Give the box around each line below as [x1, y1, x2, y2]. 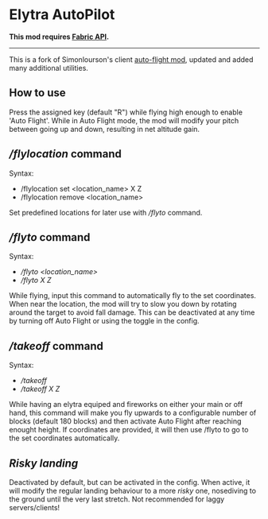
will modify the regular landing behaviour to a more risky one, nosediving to [9, 486, 257, 495]
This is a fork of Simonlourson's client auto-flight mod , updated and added [9, 54, 254, 64]
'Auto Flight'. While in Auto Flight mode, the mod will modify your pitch [9, 115, 239, 125]
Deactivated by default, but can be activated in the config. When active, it [9, 478, 251, 486]
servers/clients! [9, 503, 60, 512]
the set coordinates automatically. [9, 433, 120, 443]
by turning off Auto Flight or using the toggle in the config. [9, 316, 200, 326]
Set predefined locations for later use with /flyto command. [9, 207, 203, 217]
